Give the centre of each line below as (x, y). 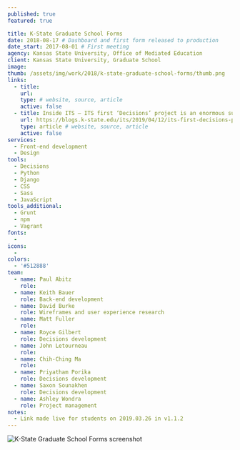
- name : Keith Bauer (44, 292)
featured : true (30, 21)
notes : (17, 412)
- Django (27, 179)
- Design (27, 153)
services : (22, 140)
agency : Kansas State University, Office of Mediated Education (105, 54)
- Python (27, 173)
